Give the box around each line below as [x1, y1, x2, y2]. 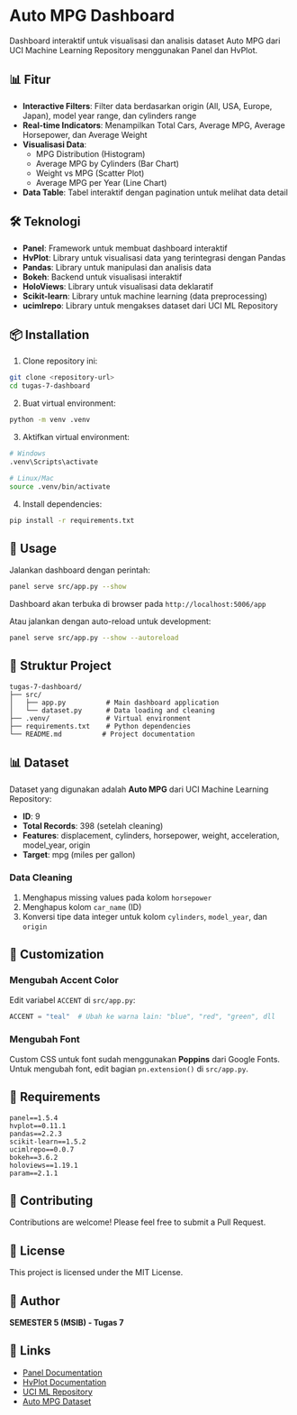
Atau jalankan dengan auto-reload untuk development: [9, 616, 211, 627]
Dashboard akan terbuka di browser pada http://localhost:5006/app [9, 599, 266, 610]
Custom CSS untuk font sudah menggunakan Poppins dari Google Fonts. [9, 1053, 281, 1064]
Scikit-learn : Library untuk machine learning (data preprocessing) [22, 290, 268, 301]
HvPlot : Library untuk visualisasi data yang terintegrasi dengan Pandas [22, 252, 286, 262]
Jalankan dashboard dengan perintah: [9, 565, 151, 575]
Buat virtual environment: [22, 398, 116, 409]
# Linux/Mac [9, 473, 54, 482]
